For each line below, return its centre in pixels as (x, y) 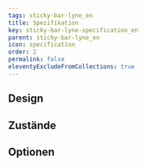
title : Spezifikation (44, 23)
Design (26, 99)
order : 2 (22, 52)
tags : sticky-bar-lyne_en (50, 15)
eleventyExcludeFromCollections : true (71, 67)
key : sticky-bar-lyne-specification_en (73, 30)
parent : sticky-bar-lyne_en (54, 37)
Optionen (31, 151)
